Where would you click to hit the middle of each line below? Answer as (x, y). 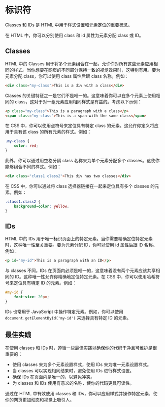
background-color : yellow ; (42, 206)
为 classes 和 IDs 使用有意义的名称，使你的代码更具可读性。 (73, 383)
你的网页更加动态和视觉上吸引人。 (40, 400)
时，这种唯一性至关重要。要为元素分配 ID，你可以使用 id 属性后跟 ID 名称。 (81, 245)
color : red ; (26, 146)
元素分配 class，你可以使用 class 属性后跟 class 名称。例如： (67, 76)
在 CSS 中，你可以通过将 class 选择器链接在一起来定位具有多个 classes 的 (80, 186)
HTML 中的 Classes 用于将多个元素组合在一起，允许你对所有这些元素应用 (79, 64)
